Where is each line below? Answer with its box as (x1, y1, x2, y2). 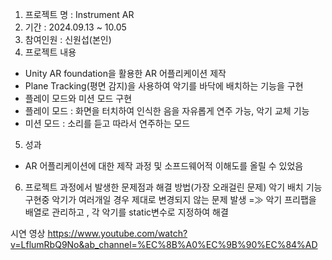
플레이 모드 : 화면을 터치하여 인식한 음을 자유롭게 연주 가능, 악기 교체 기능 (24, 105, 310, 117)
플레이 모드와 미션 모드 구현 (24, 93, 133, 104)
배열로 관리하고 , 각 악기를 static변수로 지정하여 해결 (24, 206, 229, 218)
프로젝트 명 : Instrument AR (24, 9, 135, 20)
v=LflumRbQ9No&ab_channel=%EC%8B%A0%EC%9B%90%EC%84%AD (10, 239, 318, 250)
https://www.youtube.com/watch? (47, 228, 188, 239)
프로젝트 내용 (24, 46, 77, 58)
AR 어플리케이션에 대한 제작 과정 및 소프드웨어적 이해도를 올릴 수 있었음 (24, 160, 304, 172)
